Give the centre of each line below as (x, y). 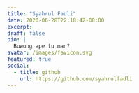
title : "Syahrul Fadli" (42, 14)
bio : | (17, 40)
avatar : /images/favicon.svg (50, 53)
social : (19, 66)
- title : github (37, 72)
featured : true (29, 59)
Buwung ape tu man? (42, 46)
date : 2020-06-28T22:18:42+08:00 (56, 20)
